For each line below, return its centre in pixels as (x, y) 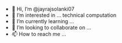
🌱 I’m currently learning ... (43, 21)
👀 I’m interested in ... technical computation (64, 15)
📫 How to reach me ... (39, 34)
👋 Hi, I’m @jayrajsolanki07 (43, 9)
